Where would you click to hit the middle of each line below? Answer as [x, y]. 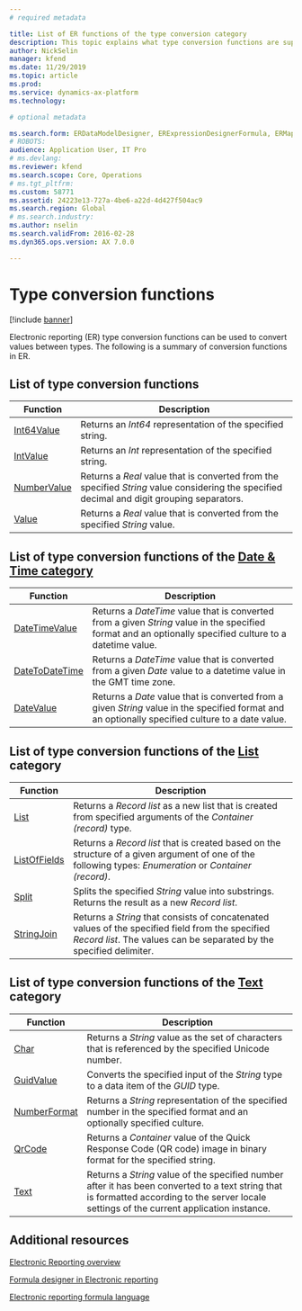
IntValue [31, 456]
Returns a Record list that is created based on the [177, 843]
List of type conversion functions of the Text [136, 983]
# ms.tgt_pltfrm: [42, 184]
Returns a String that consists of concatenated [171, 917]
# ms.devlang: [36, 158]
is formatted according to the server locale [177, 1197]
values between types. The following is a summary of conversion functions [148, 346]
